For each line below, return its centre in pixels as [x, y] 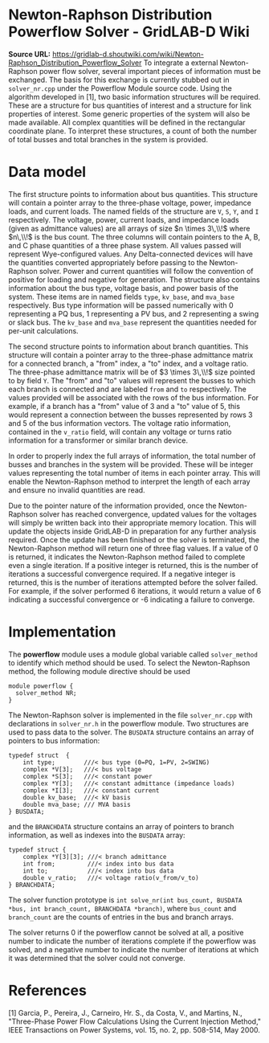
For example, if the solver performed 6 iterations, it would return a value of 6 [135, 591]
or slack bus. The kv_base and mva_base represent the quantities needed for [132, 322]
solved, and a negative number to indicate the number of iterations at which [134, 949]
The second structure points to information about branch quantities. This [128, 346]
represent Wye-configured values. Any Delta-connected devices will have [130, 254]
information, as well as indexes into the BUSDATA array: [97, 835]
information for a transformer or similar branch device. [98, 440]
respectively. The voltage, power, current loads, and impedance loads [124, 219]
